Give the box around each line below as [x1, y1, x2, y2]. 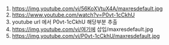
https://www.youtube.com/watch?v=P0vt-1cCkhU [11, 11, 135, 18]
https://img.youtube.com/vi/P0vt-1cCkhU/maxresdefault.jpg [11, 33, 160, 39]
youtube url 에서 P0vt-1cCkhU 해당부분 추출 [11, 18, 118, 25]
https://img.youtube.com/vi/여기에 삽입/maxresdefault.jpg [11, 26, 153, 33]
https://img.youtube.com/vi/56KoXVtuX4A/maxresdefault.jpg [11, 5, 163, 12]
